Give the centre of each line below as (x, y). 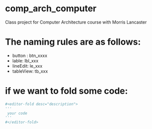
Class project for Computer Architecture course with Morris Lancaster (76, 22)
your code (17, 113)
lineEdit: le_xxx (27, 66)
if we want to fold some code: (66, 91)
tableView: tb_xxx (30, 71)
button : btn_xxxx (30, 55)
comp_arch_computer (51, 9)
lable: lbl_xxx (25, 61)
